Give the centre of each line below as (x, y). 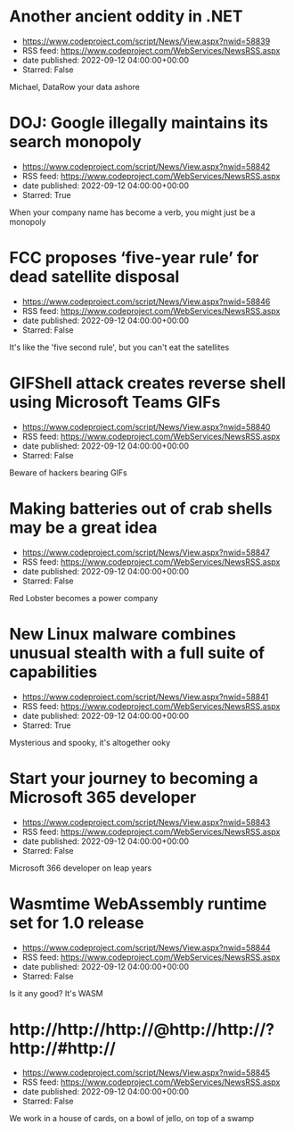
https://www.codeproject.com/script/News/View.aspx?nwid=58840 (146, 426)
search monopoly (76, 142)
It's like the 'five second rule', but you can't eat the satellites (119, 347)
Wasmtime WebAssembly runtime (138, 904)
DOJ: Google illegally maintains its (139, 123)
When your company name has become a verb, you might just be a (132, 212)
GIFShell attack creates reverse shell (148, 383)
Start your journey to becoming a (134, 778)
